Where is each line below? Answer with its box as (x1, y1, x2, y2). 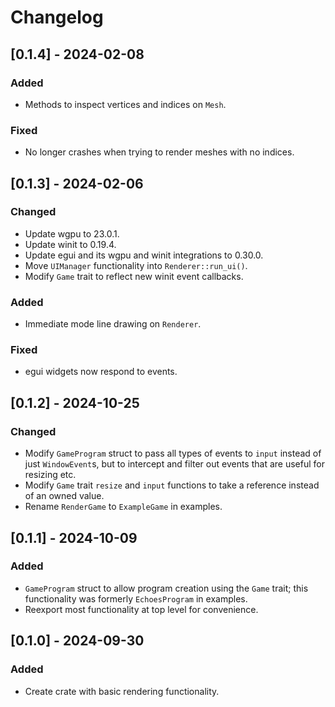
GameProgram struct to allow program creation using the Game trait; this (24, 582, 309, 594)
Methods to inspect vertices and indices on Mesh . (24, 98, 227, 110)
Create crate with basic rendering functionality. (24, 685, 220, 697)
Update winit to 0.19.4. (24, 238, 117, 250)
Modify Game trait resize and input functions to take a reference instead (24, 479, 320, 491)
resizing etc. (24, 469, 77, 481)
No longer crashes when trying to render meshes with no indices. (24, 146, 295, 158)
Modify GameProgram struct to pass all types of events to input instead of (24, 447, 322, 460)
